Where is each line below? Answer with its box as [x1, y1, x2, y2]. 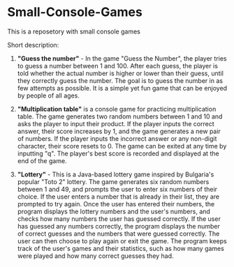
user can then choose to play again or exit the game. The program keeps [17, 236, 227, 245]
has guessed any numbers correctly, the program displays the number [17, 222, 220, 230]
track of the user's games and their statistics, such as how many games [17, 244, 225, 252]
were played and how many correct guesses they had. [17, 252, 174, 260]
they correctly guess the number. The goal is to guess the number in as [17, 76, 224, 84]
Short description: [7, 40, 59, 49]
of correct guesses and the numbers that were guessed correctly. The [17, 229, 220, 238]
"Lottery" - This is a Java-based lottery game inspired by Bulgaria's [17, 170, 214, 178]
